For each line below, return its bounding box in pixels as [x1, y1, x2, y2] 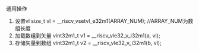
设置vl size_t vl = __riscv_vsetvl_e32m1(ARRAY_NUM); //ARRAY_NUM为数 [14, 18, 194, 25]
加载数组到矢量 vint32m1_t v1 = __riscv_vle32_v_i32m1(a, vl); [14, 32, 160, 39]
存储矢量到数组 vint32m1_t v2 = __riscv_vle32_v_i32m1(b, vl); [14, 40, 162, 46]
